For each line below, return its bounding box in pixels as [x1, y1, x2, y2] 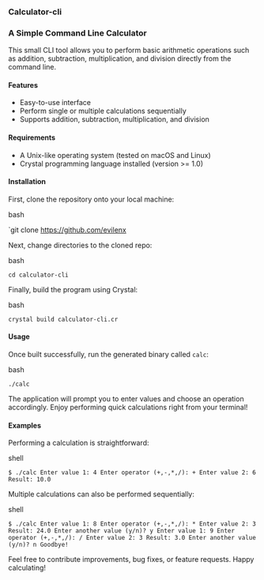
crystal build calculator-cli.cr [8, 315, 119, 323]
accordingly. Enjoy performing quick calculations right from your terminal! [8, 402, 248, 412]
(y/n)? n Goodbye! [8, 540, 69, 549]
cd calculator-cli [8, 271, 69, 279]
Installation [8, 177, 46, 186]
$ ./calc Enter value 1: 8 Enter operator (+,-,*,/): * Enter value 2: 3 [8, 520, 257, 528]
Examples [8, 420, 42, 430]
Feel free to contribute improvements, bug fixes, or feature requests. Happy [8, 555, 255, 564]
